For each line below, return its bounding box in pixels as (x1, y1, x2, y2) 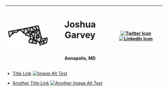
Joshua (64, 18, 96, 30)
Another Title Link (12, 80, 49, 86)
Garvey (64, 29, 96, 40)
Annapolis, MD (64, 55, 96, 61)
